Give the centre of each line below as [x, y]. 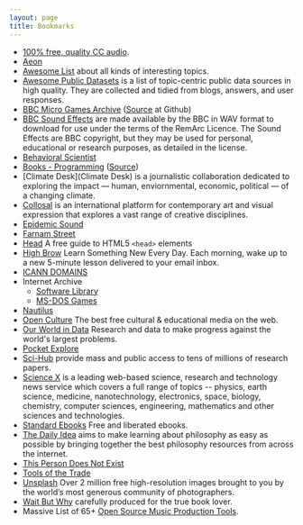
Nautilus [38, 310]
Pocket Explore [50, 348]
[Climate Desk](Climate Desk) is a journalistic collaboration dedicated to [156, 176]
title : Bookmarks [42, 26]
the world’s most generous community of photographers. [129, 492]
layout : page [34, 18]
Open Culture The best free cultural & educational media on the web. [150, 320]
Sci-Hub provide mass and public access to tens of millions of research [155, 358]
